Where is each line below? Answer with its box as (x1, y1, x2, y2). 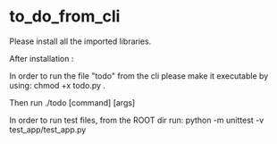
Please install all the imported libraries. (9, 36, 152, 47)
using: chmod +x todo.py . (9, 80, 105, 90)
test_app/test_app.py (9, 123, 87, 135)
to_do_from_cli (9, 6, 121, 27)
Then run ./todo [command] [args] (9, 97, 136, 108)
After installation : (9, 53, 74, 64)
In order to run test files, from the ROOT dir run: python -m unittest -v (9, 114, 264, 125)
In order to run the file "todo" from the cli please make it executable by (9, 70, 269, 81)
